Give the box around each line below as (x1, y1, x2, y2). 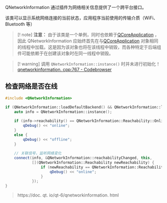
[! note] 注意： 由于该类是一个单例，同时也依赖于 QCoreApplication (17, 32, 154, 37)
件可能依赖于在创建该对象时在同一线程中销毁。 (17, 50, 113, 56)
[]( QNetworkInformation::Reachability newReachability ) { (31, 160, 155, 165)
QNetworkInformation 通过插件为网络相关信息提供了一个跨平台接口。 (5, 4, 147, 10)
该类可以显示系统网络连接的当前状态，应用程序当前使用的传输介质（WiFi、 (5, 15, 158, 21)
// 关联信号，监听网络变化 (14, 151, 62, 156)
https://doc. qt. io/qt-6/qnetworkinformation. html (17, 192, 119, 198)
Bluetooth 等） (5, 21, 35, 27)
